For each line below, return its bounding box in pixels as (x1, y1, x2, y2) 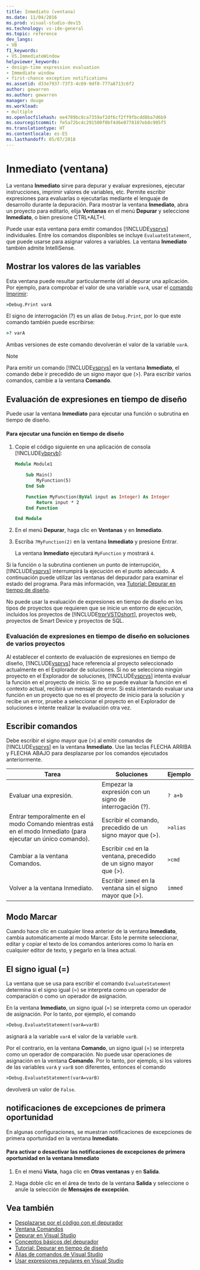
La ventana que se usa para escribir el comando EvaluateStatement (6, 980, 171, 987)
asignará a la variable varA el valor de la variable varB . (6, 1032, 138, 1040)
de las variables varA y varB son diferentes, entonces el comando (6, 1063, 166, 1071)
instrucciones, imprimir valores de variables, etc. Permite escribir (6, 188, 165, 195)
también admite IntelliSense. (6, 244, 76, 251)
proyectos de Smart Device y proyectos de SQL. (6, 617, 124, 625)
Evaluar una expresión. (9, 792, 73, 800)
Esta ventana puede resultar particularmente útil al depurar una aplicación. (6, 277, 189, 284)
